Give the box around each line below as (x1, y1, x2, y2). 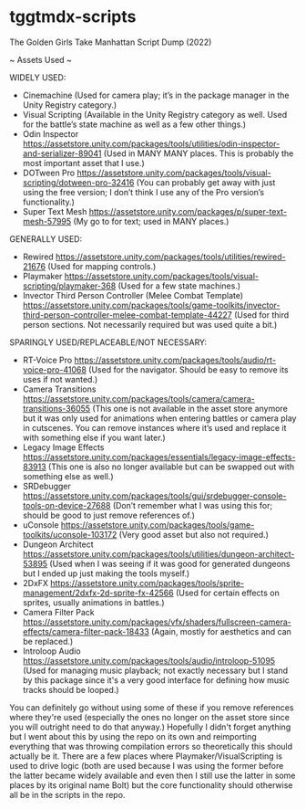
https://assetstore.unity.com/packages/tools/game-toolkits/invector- (22, 299, 280, 310)
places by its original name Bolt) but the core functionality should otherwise (9, 779, 293, 791)
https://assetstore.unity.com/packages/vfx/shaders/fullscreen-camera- (22, 616, 291, 627)
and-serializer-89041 (22, 148, 102, 159)
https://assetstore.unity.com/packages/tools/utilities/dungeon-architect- (22, 548, 295, 559)
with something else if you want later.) (22, 432, 166, 443)
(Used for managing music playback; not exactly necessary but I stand (22, 665, 289, 676)
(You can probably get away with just (136, 176, 276, 188)
